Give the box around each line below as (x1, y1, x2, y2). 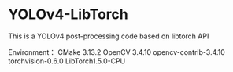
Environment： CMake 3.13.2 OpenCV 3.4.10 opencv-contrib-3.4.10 (8, 47, 226, 56)
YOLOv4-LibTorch (8, 5, 128, 23)
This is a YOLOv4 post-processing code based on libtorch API (8, 31, 209, 41)
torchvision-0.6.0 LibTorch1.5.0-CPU (8, 56, 126, 66)
